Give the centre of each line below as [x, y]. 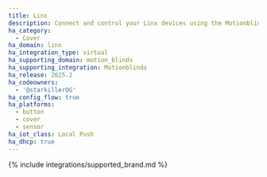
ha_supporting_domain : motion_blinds [71, 61]
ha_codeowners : [33, 82]
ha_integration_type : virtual [58, 53]
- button [30, 112]
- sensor [30, 127]
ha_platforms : [32, 104]
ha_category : [30, 30]
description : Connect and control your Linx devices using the [115, 23]
